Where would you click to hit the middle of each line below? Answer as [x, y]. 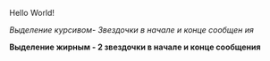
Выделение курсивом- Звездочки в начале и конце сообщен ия [132, 30]
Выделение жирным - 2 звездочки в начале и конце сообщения [135, 47]
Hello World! [32, 13]
